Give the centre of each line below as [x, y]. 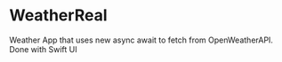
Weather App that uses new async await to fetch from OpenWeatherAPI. [141, 40]
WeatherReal [58, 15]
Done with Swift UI [43, 49]
